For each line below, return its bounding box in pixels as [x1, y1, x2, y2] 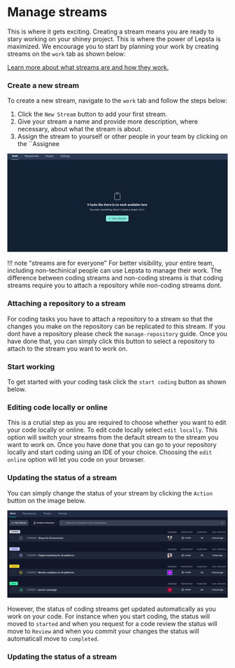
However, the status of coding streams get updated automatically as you [7, 605, 217, 613]
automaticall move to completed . [7, 634, 99, 643]
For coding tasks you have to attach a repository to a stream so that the [7, 314, 213, 323]
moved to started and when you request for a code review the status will [7, 620, 218, 628]
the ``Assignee [17, 140, 59, 148]
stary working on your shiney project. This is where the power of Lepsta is [7, 34, 222, 43]
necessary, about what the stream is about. [17, 125, 143, 133]
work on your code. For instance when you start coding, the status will [7, 612, 211, 620]
